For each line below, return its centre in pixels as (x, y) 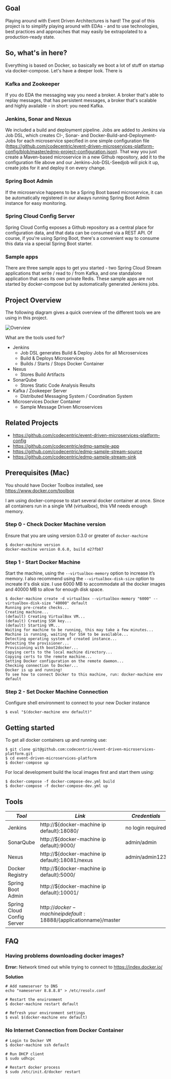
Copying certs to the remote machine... (49, 657)
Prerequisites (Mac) (37, 473)
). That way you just (136, 152)
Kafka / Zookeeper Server (40, 390)
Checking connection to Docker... (42, 666)
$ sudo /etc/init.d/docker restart (43, 1072)
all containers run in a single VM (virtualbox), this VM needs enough (76, 506)
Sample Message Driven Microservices (61, 407)
